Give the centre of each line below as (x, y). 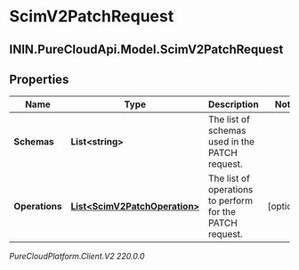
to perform (230, 200)
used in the (231, 142)
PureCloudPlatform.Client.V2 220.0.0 (77, 257)
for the (222, 212)
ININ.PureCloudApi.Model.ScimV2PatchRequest (146, 49)
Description (234, 104)
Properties (39, 79)
